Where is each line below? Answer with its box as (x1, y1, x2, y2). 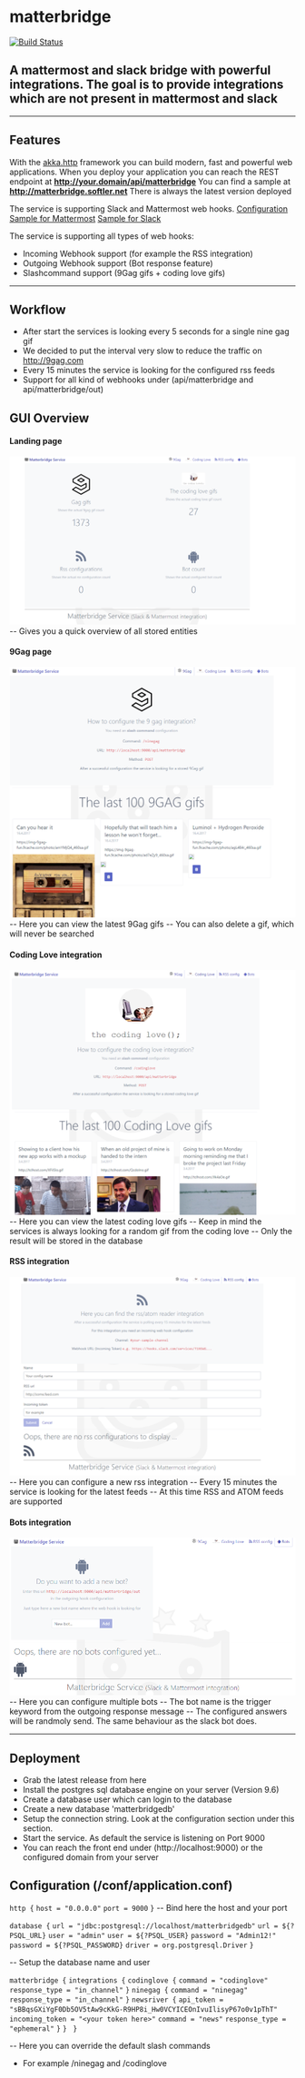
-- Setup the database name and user (9, 1956, 151, 1967)
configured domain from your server (22, 1852, 159, 1863)
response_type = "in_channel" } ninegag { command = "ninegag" (9, 1985, 248, 1994)
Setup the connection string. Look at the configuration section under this (22, 1814, 295, 1825)
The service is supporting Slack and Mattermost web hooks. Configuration (9, 203, 289, 214)
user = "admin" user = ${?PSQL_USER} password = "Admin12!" (48, 1931, 277, 1940)
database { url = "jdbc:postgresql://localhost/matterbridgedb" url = (9, 1921, 279, 1931)
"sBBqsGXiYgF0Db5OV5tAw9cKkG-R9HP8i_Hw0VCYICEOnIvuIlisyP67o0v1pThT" (9, 2004, 279, 2014)
